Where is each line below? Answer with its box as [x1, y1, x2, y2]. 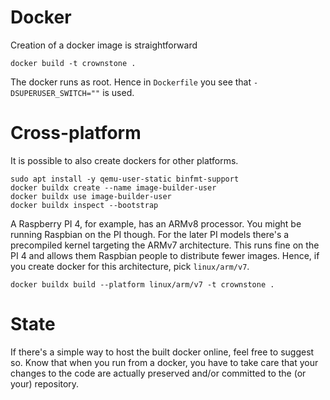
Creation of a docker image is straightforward [10, 39, 198, 51]
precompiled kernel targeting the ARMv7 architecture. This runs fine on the [10, 239, 320, 251]
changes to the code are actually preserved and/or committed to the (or [10, 367, 307, 379]
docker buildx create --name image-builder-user [10, 182, 217, 193]
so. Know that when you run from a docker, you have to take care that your [10, 356, 319, 368]
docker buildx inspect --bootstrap [10, 200, 159, 210]
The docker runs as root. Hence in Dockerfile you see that [10, 76, 252, 88]
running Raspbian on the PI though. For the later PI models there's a [10, 228, 290, 240]
